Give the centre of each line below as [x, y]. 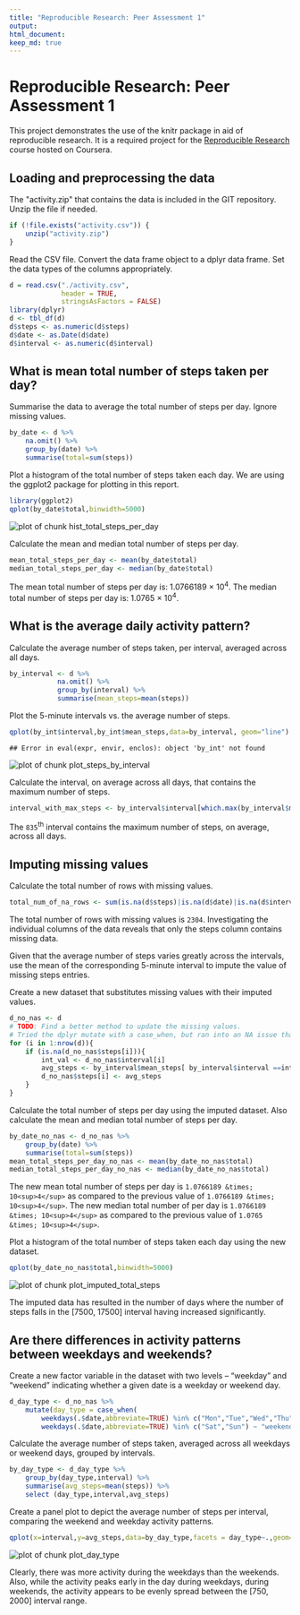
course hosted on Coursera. [61, 150]
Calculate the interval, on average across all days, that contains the [133, 782]
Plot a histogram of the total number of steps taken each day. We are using [147, 475]
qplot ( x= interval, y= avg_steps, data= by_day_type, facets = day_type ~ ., [142, 1537]
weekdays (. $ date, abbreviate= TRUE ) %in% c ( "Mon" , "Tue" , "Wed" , [158, 1418]
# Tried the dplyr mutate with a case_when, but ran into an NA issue [143, 1035]
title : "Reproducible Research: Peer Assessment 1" [107, 17]
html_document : [37, 34]
